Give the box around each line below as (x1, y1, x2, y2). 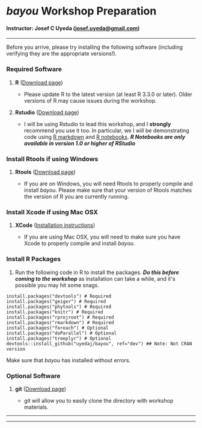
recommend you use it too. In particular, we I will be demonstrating (23, 127, 189, 134)
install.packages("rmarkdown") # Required (6, 319, 114, 325)
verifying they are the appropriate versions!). (6, 50, 117, 57)
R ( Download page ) (14, 78, 63, 86)
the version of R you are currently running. (23, 193, 129, 200)
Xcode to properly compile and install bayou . (23, 240, 135, 247)
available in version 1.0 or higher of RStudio (23, 139, 136, 147)
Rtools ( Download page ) (14, 168, 76, 176)
